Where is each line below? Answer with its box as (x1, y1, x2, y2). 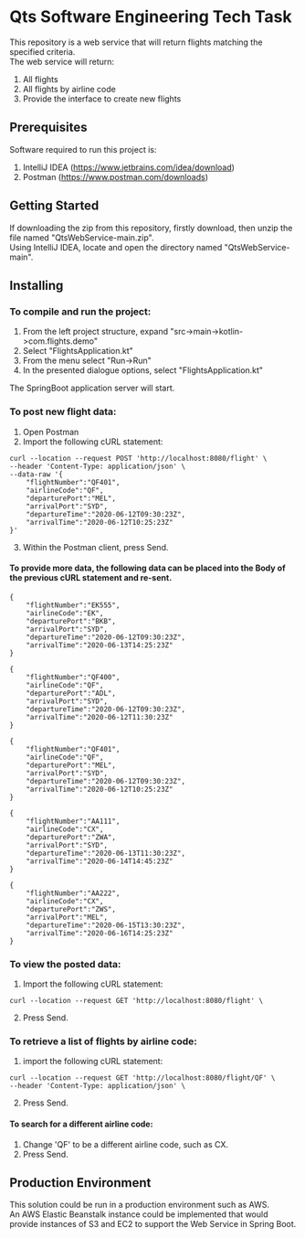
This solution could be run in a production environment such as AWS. (9, 1200, 270, 1211)
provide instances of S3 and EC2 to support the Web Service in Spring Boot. (9, 1219, 297, 1230)
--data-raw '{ (9, 469, 64, 479)
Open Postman (22, 426, 79, 437)
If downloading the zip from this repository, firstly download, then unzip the (9, 222, 293, 233)
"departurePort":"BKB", (26, 616, 117, 625)
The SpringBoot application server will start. (9, 382, 175, 394)
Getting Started (9, 198, 100, 214)
